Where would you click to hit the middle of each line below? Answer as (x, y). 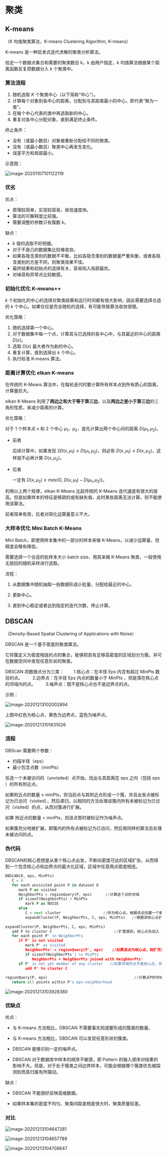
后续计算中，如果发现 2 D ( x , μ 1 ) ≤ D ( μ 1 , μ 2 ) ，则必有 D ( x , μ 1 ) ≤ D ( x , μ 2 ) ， (84, 451)
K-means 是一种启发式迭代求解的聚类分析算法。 (54, 52)
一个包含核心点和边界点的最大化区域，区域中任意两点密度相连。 (75, 867)
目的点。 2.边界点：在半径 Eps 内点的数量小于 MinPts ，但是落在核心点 (82, 678)
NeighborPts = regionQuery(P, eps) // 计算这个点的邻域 (79, 894)
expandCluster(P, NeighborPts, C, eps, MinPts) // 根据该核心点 (92, 917)
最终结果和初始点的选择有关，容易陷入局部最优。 (62, 268)
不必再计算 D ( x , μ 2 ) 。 (43, 458)
